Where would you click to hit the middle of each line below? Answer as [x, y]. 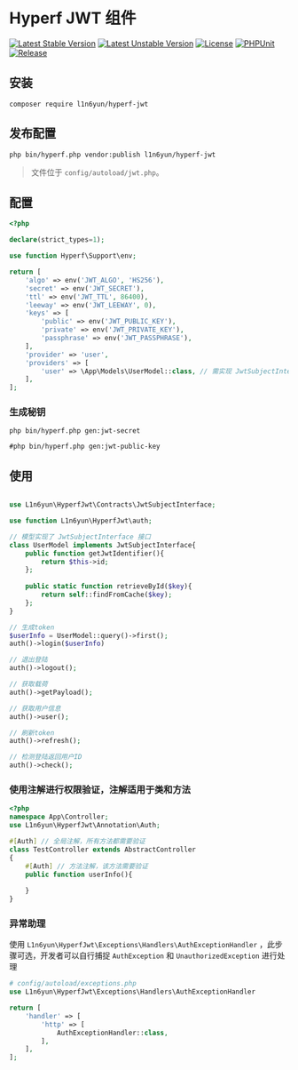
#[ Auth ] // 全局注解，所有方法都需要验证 [78, 842]
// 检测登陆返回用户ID [46, 757]
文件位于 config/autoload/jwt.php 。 [97, 172]
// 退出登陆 [29, 660]
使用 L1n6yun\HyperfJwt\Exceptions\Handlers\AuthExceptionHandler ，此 [142, 945]
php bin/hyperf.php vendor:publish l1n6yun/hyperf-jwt [113, 155]
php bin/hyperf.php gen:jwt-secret [75, 431]
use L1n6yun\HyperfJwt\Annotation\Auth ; [85, 826]
